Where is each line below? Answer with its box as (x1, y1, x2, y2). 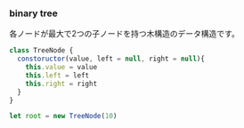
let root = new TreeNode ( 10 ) (9, 112, 118, 121)
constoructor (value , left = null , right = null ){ (17, 54, 205, 64)
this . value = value (25, 63, 98, 72)
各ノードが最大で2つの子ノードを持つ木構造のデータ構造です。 (9, 28, 240, 39)
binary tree (9, 7, 58, 20)
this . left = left (25, 70, 90, 80)
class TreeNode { (9, 46, 74, 55)
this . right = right (25, 79, 98, 88)
